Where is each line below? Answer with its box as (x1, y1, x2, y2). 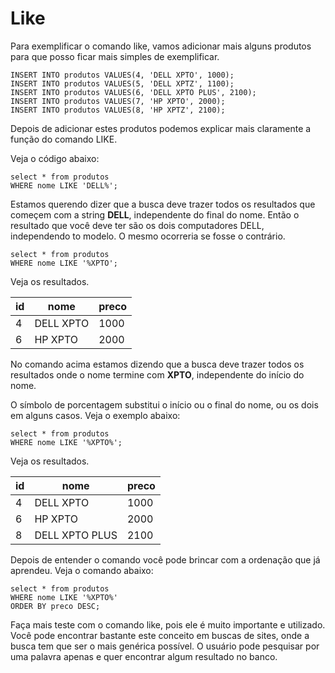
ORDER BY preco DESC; (10, 601, 101, 611)
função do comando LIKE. (10, 133, 118, 145)
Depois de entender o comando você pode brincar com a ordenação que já (10, 553, 321, 566)
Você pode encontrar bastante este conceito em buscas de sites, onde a (10, 629, 310, 641)
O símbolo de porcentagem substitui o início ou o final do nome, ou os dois (10, 398, 319, 411)
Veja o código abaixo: (10, 152, 100, 164)
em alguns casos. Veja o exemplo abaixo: (10, 409, 181, 421)
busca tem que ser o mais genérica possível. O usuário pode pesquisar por (10, 640, 320, 652)
